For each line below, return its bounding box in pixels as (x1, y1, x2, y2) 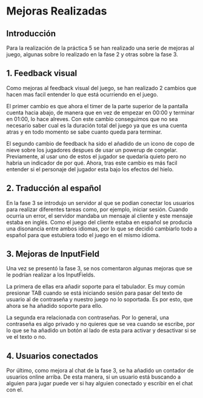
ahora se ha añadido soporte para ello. (6, 302, 103, 310)
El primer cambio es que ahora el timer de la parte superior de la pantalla (6, 102, 188, 109)
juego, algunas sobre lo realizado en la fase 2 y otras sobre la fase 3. (6, 51, 179, 58)
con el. (6, 386, 24, 394)
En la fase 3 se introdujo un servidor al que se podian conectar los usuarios (6, 199, 195, 206)
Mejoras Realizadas (6, 4, 107, 18)
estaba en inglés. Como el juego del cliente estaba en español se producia (6, 218, 193, 226)
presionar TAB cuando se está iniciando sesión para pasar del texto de (6, 289, 183, 297)
